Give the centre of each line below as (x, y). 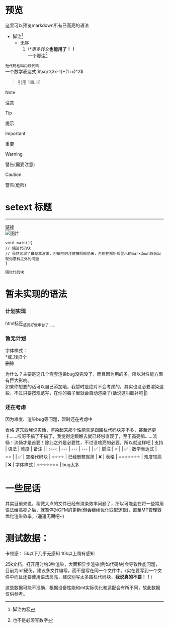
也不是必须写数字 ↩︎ (33, 620)
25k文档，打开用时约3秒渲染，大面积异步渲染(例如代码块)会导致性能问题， (82, 564)
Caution (13, 174)
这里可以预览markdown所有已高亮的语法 (47, 25)
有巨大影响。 (18, 380)
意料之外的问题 (26, 259)
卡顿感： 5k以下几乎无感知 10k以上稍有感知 (50, 553)
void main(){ (19, 243)
